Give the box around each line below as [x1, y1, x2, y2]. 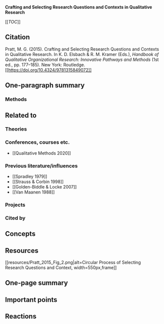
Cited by [5, 215, 26, 221]
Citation [5, 33, 30, 41]
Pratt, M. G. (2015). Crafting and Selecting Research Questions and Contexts [5, 46, 159, 52]
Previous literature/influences [5, 162, 78, 169]
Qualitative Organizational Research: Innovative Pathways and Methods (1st [5, 56, 159, 62]
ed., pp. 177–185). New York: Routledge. [5, 61, 86, 68]
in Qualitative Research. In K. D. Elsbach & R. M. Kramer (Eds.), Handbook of [5, 51, 159, 57]
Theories [5, 126, 27, 133]
